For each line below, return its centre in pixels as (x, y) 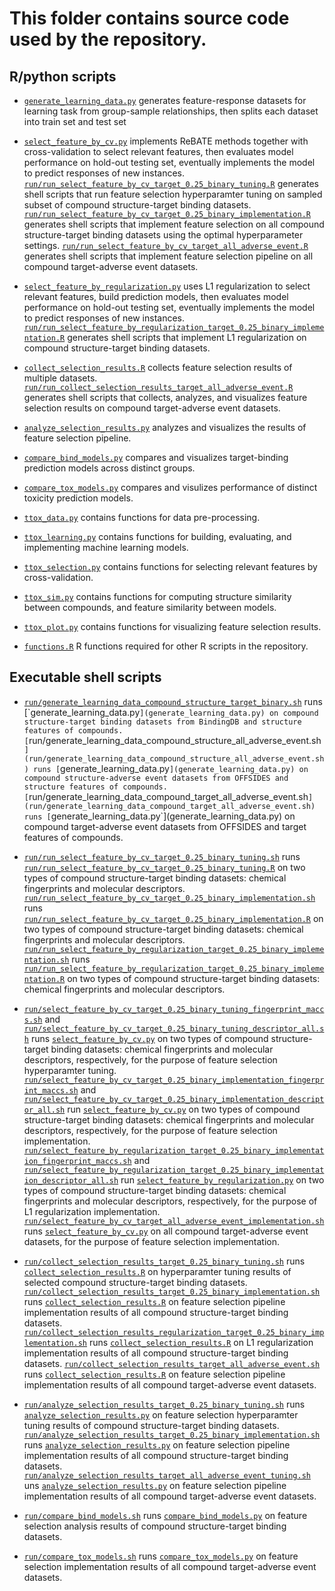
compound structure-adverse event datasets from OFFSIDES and (156, 778)
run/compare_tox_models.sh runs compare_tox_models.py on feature (161, 1556)
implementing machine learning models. (106, 547)
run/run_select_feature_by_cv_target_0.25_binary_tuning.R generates (171, 183)
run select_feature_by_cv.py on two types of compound (184, 1109)
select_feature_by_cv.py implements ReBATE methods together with (166, 141)
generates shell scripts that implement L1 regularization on (187, 337)
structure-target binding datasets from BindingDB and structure (162, 722)
